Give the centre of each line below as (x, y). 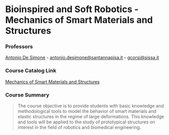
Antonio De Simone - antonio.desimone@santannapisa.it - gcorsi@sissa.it (82, 58)
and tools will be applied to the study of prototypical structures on (86, 122)
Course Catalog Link (31, 71)
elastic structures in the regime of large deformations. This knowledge (91, 117)
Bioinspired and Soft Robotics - (72, 9)
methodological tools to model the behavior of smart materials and (87, 111)
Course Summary (27, 95)
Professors (19, 47)
